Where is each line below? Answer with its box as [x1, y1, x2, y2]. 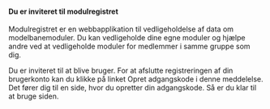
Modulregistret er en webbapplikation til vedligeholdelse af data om [8, 24, 234, 34]
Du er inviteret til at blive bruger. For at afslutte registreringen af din [8, 65, 234, 76]
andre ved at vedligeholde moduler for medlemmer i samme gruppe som [8, 41, 251, 52]
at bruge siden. [8, 91, 59, 101]
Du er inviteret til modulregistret [8, 6, 119, 16]
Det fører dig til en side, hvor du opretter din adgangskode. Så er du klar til [8, 83, 257, 93]
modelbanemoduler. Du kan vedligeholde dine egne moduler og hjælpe [8, 33, 246, 43]
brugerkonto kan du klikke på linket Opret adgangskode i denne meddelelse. [8, 74, 264, 84]
